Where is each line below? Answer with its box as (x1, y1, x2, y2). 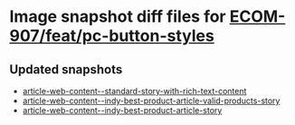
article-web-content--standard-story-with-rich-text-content (22, 86, 247, 96)
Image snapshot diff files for (9, 6, 226, 27)
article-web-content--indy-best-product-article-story (22, 105, 223, 115)
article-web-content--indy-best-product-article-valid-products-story (22, 95, 281, 106)
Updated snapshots (9, 62, 123, 77)
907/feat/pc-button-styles (9, 25, 214, 46)
